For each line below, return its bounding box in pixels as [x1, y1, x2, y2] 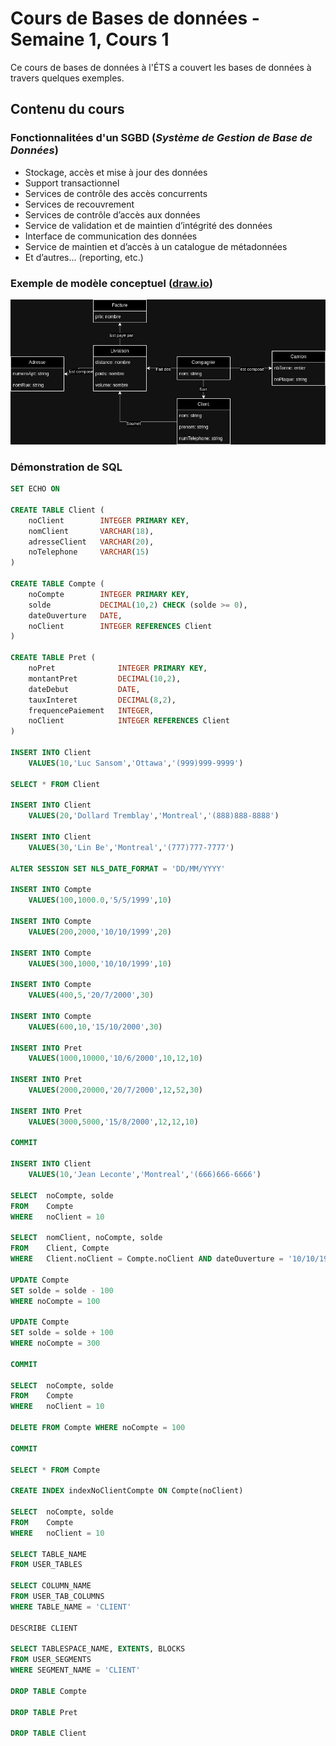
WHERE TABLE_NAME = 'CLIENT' [10, 1602, 132, 1612]
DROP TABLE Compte [10, 1686, 87, 1696]
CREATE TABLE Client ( [10, 505, 105, 515]
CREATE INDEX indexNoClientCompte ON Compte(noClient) [10, 1486, 244, 1496]
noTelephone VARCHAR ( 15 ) [28, 547, 150, 557]
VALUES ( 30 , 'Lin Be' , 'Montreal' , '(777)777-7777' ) [28, 842, 235, 852]
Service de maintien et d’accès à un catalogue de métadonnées [24, 240, 288, 252]
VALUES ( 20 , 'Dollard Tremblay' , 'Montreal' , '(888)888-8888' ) [28, 811, 280, 821]
